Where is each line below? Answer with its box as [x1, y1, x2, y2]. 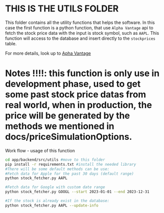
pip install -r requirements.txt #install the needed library [5, 162, 136, 167]
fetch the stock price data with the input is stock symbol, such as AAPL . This [5, 30, 160, 36]
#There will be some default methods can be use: [5, 166, 110, 172]
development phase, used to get [5, 78, 141, 90]
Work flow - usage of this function [5, 147, 75, 153]
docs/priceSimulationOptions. [5, 131, 132, 142]
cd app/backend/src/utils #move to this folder [5, 157, 106, 162]
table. [5, 40, 17, 46]
